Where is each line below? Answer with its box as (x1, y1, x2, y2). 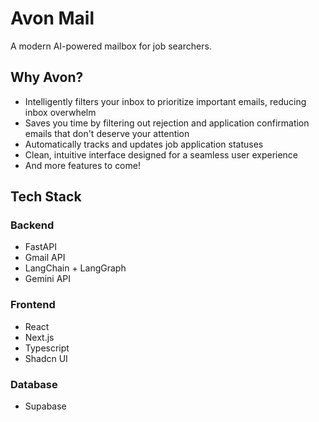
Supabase (24, 400, 67, 412)
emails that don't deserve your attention (24, 127, 190, 139)
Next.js (24, 331, 55, 343)
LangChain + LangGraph (24, 262, 127, 274)
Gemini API (24, 273, 72, 285)
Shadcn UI (24, 352, 68, 364)
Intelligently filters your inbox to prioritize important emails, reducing (24, 95, 307, 107)
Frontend (10, 298, 56, 312)
